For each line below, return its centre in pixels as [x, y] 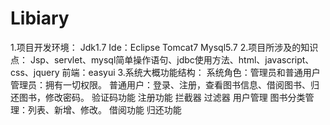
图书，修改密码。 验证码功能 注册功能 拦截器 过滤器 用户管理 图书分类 [162, 97]
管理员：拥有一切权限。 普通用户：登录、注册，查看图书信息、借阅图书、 [160, 84]
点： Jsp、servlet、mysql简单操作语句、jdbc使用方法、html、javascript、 [162, 59]
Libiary [40, 18]
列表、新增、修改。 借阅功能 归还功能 [104, 109]
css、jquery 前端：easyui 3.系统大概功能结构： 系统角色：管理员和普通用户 [165, 72]
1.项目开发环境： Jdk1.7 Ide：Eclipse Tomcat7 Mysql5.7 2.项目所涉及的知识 [164, 47]
